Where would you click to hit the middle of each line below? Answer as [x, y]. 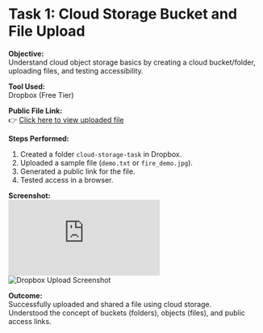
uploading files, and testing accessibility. [76, 70]
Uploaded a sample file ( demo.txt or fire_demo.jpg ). [106, 162]
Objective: [26, 53]
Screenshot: [29, 196]
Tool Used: [27, 86]
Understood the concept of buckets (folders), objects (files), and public [127, 313]
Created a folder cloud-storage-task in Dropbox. [101, 154]
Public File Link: [35, 111]
